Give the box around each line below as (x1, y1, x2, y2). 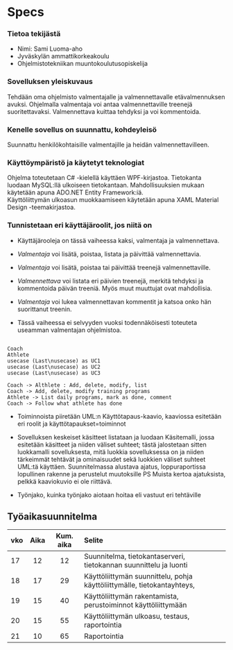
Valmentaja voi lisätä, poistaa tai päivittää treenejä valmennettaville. (17, 263, 212, 272)
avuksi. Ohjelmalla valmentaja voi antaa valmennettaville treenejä (7, 100, 193, 108)
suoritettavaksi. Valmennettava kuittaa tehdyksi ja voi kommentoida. (7, 107, 201, 115)
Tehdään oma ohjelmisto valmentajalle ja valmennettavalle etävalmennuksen (7, 92, 225, 101)
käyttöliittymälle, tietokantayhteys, (84, 581, 196, 590)
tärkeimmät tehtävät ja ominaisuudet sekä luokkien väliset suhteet (17, 455, 206, 463)
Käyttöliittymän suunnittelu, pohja (84, 572, 193, 581)
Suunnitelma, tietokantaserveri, (84, 551, 186, 561)
